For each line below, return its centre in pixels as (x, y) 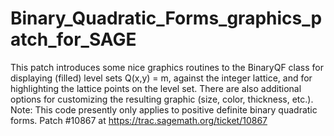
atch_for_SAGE (73, 39)
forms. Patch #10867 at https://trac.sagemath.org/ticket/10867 (139, 120)
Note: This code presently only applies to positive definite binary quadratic (164, 109)
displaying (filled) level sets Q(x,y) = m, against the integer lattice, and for (161, 78)
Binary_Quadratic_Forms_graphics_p (166, 18)
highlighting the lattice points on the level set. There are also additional (156, 88)
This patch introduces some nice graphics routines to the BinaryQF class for (167, 67)
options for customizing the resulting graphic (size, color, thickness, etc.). (162, 99)
